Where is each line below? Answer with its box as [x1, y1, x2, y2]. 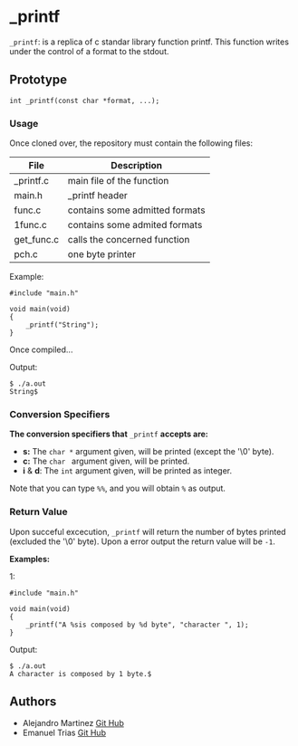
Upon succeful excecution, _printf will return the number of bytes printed [9, 526, 287, 537]
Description [111, 159, 163, 172]
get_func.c [14, 234, 60, 246]
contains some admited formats [67, 219, 203, 232]
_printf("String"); [25, 320, 100, 330]
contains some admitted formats [67, 204, 206, 216]
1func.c [14, 219, 47, 232]
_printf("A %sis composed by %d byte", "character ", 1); [25, 620, 249, 629]
